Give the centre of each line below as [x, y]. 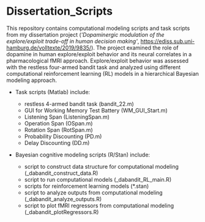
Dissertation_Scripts [60, 11]
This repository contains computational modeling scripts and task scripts [98, 28]
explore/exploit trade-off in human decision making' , [73, 41]
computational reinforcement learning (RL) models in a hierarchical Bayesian [102, 73]
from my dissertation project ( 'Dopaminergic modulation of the [85, 34]
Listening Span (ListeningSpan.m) [67, 117]
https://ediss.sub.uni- [167, 41]
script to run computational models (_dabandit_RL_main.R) [98, 179]
